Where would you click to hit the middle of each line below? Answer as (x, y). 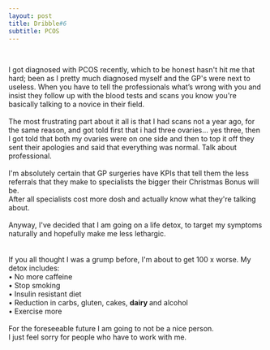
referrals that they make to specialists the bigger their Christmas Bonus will (134, 182)
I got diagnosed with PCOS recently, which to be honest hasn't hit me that (132, 70)
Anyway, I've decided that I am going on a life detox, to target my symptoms (135, 225)
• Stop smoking (34, 286)
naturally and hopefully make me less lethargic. (87, 234)
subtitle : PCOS (34, 31)
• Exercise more (35, 311)
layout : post (30, 16)
